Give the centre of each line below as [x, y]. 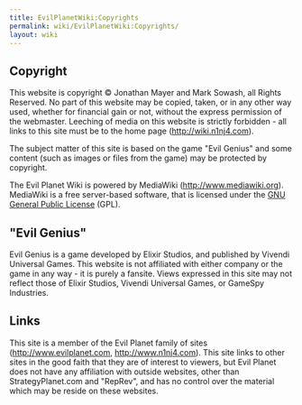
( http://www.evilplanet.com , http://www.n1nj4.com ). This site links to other [147, 352]
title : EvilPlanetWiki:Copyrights [74, 18]
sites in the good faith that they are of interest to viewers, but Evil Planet [143, 362]
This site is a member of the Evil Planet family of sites [109, 343]
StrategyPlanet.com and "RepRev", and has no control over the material [142, 381]
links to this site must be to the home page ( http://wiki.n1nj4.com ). [132, 131]
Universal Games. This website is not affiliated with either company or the [146, 264]
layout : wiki [34, 34]
